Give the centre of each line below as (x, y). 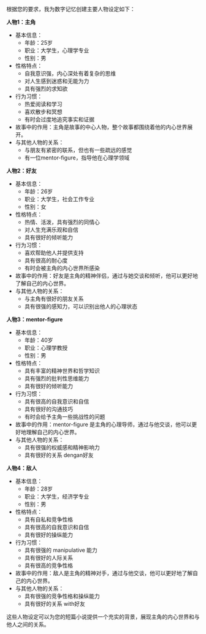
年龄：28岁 (39, 489)
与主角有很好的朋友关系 (54, 299)
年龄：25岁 (39, 43)
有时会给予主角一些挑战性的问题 (65, 417)
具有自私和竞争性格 (49, 519)
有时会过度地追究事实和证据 (59, 119)
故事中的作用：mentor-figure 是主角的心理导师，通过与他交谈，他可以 (103, 424)
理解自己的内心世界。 (53, 432)
